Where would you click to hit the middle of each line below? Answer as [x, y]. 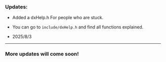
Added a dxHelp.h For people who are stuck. [58, 18]
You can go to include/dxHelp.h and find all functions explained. [78, 27]
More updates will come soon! [42, 54]
